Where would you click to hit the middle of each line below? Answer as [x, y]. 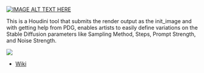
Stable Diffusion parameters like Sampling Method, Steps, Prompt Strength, [101, 34]
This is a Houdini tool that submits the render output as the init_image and [99, 21]
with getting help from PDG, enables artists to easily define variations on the [102, 28]
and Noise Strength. [31, 40]
